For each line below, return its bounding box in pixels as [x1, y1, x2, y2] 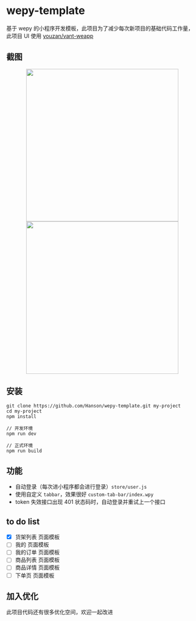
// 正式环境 [6, 442, 33, 448]
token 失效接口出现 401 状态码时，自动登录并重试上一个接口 [15, 498, 166, 506]
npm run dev [6, 431, 37, 437]
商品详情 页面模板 [15, 564, 60, 571]
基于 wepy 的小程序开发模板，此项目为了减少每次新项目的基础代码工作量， [6, 24, 194, 32]
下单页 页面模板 [15, 572, 55, 579]
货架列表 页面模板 [15, 533, 60, 540]
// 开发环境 [6, 425, 33, 431]
